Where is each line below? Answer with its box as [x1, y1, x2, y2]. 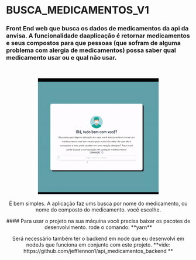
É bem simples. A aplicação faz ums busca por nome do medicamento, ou [8, 200, 188, 207]
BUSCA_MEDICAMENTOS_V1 [6, 4, 149, 17]
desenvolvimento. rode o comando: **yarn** [44, 224, 153, 231]
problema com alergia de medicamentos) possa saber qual [6, 46, 177, 54]
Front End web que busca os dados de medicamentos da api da [6, 25, 189, 33]
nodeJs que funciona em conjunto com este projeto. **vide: [26, 241, 171, 248]
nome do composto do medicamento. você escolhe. [35, 206, 161, 213]
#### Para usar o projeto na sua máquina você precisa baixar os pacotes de [6, 217, 191, 225]
